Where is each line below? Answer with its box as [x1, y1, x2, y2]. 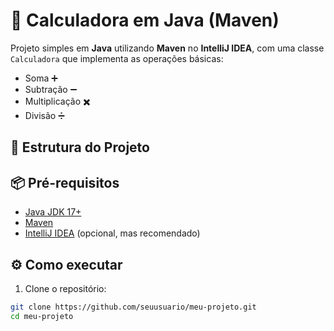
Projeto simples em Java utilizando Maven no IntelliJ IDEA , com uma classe [10, 42, 325, 54]
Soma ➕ [24, 72, 58, 84]
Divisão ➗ [24, 109, 65, 121]
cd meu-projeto [10, 311, 74, 321]
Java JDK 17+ [24, 206, 82, 218]
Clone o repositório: [24, 282, 107, 294]
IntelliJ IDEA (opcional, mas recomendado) [24, 227, 201, 239]
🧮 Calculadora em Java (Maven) [10, 9, 280, 32]
